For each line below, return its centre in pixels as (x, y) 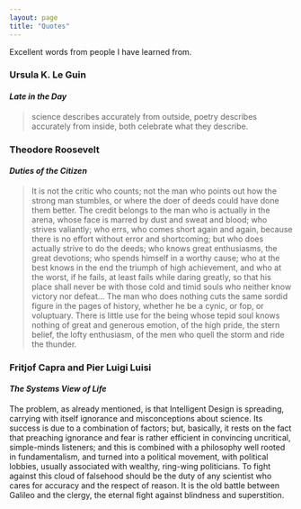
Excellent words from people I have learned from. (101, 51)
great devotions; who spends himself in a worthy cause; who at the (155, 258)
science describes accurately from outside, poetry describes (144, 116)
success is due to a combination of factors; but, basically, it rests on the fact (150, 428)
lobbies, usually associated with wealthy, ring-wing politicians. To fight (140, 466)
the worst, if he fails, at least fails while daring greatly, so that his (151, 277)
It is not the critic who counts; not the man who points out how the (154, 191)
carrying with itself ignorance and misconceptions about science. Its (136, 418)
